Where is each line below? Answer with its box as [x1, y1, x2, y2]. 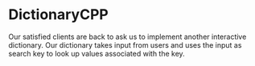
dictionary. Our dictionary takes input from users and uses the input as [8, 40, 242, 49]
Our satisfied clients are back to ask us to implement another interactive [8, 32, 247, 41]
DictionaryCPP [8, 6, 109, 24]
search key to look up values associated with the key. [8, 49, 185, 58]
